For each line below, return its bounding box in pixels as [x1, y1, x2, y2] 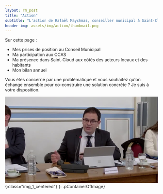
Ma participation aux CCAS [12, 52, 66, 58]
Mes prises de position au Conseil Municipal [12, 47, 101, 53]
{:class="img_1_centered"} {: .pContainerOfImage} [5, 183, 105, 189]
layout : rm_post [5, 8, 38, 13]
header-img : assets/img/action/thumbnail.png [5, 23, 98, 28]
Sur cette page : [5, 37, 37, 43]
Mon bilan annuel [12, 67, 47, 73]
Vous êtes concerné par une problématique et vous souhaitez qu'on [5, 77, 141, 83]
